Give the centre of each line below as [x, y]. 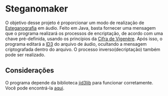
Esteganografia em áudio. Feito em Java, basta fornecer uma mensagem [80, 28]
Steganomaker [37, 9]
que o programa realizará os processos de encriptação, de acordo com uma [84, 33]
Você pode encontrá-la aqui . [35, 88]
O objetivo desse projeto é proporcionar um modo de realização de [75, 23]
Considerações [30, 71]
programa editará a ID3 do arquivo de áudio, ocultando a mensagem [76, 44]
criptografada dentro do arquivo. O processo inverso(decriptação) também [83, 49]
